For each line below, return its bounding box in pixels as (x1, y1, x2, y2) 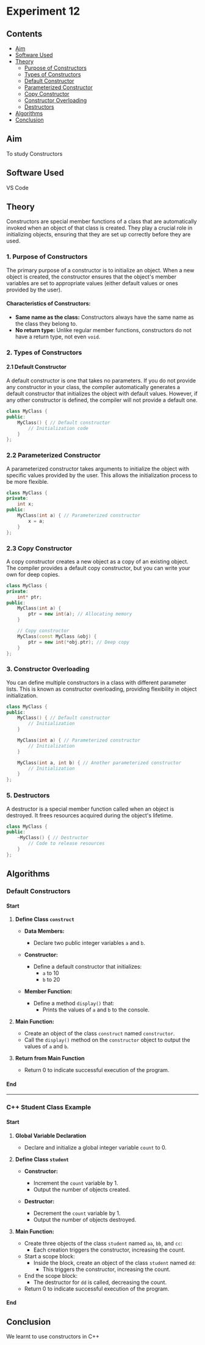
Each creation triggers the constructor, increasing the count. (33, 1246, 185, 1253)
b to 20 (42, 976, 60, 983)
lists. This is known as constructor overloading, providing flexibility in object (6, 685, 197, 693)
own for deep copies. (6, 570, 60, 578)
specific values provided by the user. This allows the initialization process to (6, 472, 198, 479)
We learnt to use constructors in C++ (6, 1333, 99, 1340)
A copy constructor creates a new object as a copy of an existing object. (6, 558, 189, 565)
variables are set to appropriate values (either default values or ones (6, 279, 178, 286)
